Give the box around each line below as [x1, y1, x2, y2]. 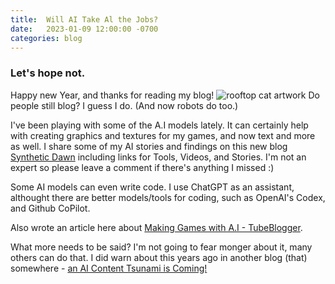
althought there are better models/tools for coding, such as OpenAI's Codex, [10, 191, 326, 203]
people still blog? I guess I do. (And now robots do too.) [10, 99, 239, 111]
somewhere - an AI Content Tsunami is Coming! [10, 262, 208, 274]
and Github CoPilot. [10, 202, 91, 214]
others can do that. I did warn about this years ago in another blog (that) [10, 251, 308, 263]
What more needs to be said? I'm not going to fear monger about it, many [10, 241, 313, 253]
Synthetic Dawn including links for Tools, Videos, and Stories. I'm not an [10, 151, 307, 163]
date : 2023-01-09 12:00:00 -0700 [10, 24, 159, 34]
